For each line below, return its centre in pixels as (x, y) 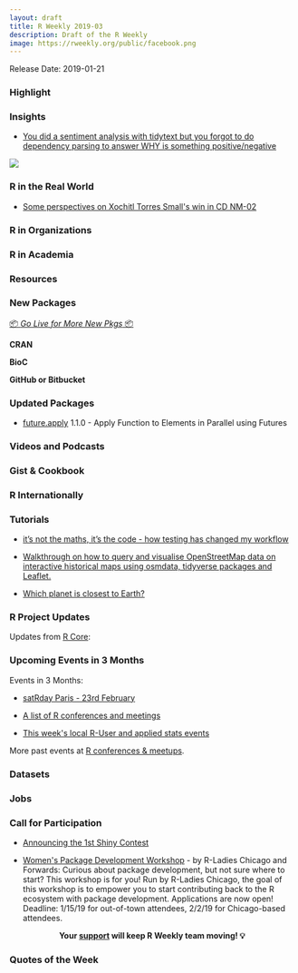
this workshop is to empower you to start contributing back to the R (148, 889)
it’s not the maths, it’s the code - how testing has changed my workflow (155, 539)
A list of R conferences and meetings (91, 715)
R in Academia (42, 254)
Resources (34, 279)
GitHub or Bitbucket (48, 379)
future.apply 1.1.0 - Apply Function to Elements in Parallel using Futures (155, 423)
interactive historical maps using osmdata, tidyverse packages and (147, 566)
